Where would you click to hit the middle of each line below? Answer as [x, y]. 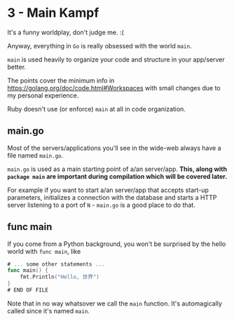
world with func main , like [44, 251]
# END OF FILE [28, 290]
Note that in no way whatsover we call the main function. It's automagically [115, 303]
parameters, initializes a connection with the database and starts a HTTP [112, 197]
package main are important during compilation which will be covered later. [117, 176]
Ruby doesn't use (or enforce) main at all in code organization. [96, 109]
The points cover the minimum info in [61, 80]
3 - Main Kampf [53, 13]
